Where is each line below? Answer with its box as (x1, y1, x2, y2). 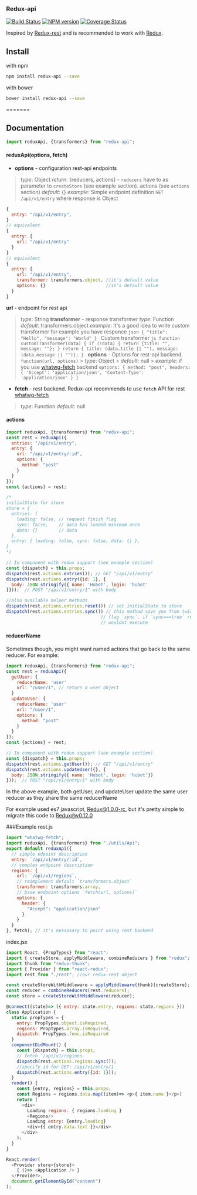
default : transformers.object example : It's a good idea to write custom (20, 322, 190, 329)
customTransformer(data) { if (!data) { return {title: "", (20, 341, 171, 346)
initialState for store (6, 500, 64, 506)
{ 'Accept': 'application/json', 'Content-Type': (20, 369, 145, 375)
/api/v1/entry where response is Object (20, 195, 118, 202)
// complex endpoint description (11, 862, 93, 868)
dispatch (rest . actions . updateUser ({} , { (6, 766, 107, 772)
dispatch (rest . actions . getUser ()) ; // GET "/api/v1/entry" (6, 761, 154, 767)
